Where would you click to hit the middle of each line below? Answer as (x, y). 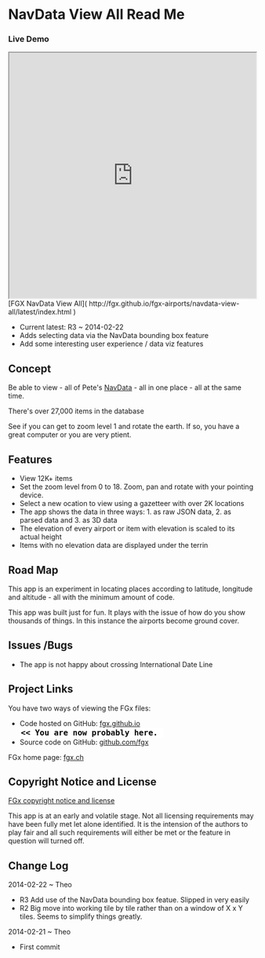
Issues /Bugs (40, 646)
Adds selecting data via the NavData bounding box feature (114, 336)
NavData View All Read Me (96, 15)
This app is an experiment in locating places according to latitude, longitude (131, 589)
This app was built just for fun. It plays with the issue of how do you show (127, 612)
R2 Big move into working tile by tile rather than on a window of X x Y (131, 908)
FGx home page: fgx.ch (46, 757)
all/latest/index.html (40, 312)
